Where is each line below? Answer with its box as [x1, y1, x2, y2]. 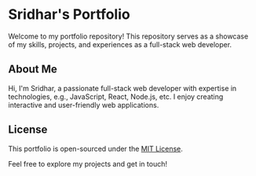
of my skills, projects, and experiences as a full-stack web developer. [8, 39, 232, 49]
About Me [8, 63, 57, 76]
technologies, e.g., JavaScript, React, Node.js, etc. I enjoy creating [8, 92, 224, 101]
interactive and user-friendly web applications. [8, 100, 159, 109]
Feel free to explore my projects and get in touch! [8, 159, 167, 168]
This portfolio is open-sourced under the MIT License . [8, 144, 183, 153]
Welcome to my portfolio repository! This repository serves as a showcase [8, 31, 249, 41]
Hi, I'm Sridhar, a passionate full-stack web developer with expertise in [8, 83, 237, 93]
